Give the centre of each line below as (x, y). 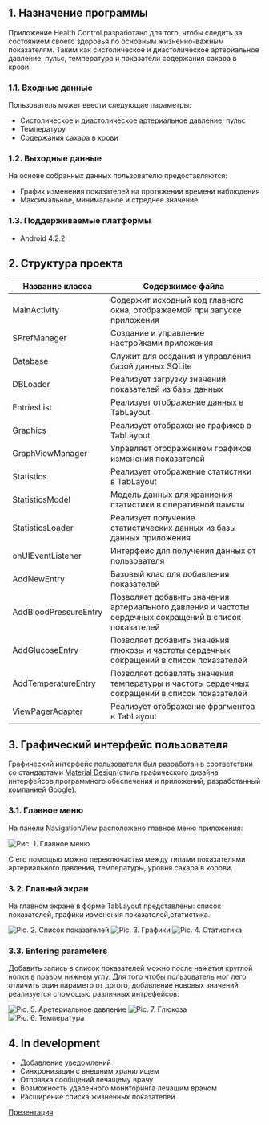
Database (30, 361)
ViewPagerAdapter (48, 711)
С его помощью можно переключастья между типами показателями (127, 859)
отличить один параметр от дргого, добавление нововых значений (123, 985)
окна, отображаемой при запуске (176, 310)
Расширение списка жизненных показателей (97, 1097)
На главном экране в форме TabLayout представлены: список (115, 906)
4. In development (54, 1043)
